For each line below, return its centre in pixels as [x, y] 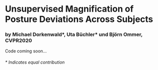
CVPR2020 [19, 41]
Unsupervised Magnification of [69, 9]
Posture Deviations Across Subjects [79, 19]
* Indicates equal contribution [35, 62]
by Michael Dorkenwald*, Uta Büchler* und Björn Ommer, [74, 35]
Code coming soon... [26, 51]
